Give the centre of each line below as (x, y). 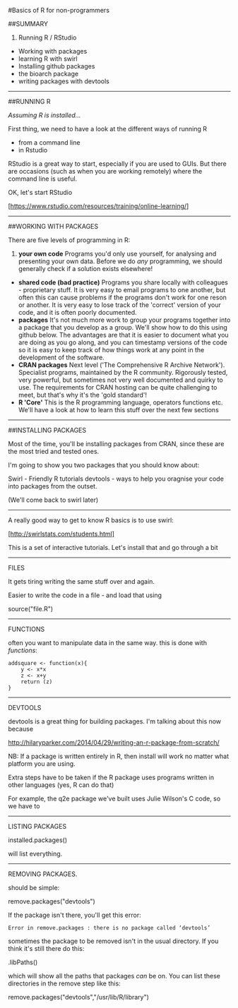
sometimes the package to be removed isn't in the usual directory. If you (113, 941)
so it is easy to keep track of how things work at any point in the (111, 350)
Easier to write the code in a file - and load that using (85, 595)
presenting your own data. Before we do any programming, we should (120, 261)
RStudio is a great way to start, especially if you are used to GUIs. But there (117, 164)
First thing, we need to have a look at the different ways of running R (108, 129)
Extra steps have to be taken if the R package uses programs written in (111, 777)
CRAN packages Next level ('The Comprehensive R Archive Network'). (121, 365)
